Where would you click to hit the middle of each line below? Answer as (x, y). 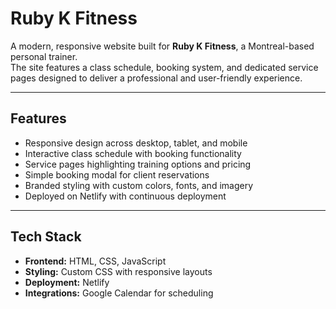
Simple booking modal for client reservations (117, 174)
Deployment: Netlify (67, 282)
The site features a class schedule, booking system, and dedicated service (164, 67)
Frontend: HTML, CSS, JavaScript (95, 261)
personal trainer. (44, 56)
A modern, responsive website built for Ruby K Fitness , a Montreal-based (162, 46)
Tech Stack (46, 237)
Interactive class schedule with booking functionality (133, 153)
